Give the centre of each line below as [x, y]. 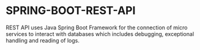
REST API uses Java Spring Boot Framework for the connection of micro [97, 27]
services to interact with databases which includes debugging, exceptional [100, 34]
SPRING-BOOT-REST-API [71, 11]
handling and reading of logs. [43, 40]
